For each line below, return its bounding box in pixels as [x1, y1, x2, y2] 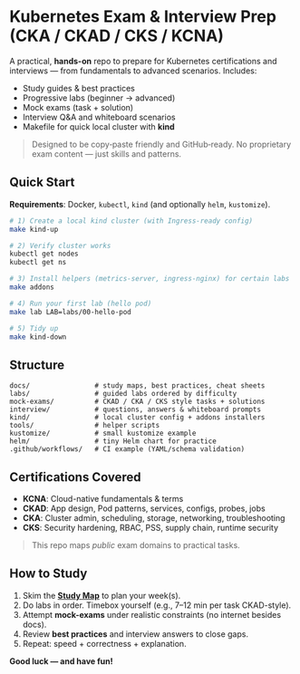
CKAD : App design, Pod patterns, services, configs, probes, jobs [22, 503, 266, 514]
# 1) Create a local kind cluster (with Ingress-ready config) [9, 216, 254, 226]
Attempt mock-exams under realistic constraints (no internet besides [22, 609, 282, 620]
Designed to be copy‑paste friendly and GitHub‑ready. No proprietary [31, 139, 292, 149]
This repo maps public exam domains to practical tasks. [31, 540, 240, 550]
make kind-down [9, 332, 67, 342]
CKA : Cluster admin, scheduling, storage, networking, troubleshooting [22, 513, 285, 523]
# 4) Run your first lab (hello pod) [9, 299, 152, 308]
